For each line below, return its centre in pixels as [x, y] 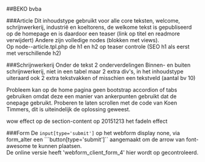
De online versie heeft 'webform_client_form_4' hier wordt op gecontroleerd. [102, 153]
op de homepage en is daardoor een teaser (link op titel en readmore [93, 34]
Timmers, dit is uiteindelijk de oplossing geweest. [68, 109]
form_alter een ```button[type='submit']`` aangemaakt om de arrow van [96, 139]
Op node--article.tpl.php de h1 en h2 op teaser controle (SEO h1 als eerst [98, 46]
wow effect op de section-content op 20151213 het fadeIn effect [87, 121]
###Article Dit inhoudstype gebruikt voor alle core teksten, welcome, [93, 20]
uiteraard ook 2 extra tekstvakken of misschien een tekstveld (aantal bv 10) [101, 78]
